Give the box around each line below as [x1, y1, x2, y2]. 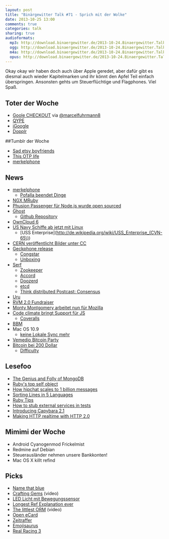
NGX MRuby [12, 197, 39, 203]
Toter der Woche [5, 99, 59, 107]
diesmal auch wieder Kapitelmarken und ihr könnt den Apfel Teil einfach [5, 74, 154, 80]
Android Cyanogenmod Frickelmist [12, 441, 84, 447]
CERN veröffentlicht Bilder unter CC [12, 240, 87, 246]
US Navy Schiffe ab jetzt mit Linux [12, 224, 83, 230]
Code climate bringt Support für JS [12, 310, 86, 316]
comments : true [5, 21, 37, 27]
